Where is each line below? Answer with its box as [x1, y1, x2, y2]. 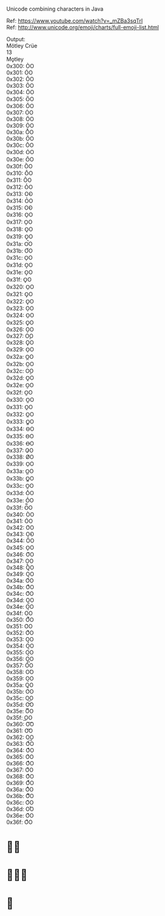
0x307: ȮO [6, 109, 34, 116]
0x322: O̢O [6, 298, 34, 305]
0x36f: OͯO [6, 818, 33, 826]
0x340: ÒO [6, 511, 35, 518]
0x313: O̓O [6, 190, 33, 197]
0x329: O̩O [6, 346, 34, 353]
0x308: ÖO [6, 115, 34, 122]
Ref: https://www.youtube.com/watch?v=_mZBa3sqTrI [6, 17, 143, 24]
